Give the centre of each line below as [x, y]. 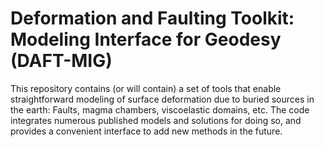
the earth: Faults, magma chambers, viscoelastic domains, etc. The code [160, 109]
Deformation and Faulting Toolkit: [152, 18]
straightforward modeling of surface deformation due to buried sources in [162, 99]
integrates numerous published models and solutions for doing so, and [156, 120]
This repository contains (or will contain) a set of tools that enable [146, 88]
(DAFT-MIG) [61, 61]
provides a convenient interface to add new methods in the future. [146, 131]
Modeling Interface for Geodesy [146, 39]
